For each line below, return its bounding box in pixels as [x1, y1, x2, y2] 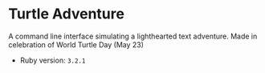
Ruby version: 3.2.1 [19, 55, 86, 65]
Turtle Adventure [8, 5, 124, 23]
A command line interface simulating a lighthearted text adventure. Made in [8, 31, 258, 41]
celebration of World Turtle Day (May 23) [8, 39, 145, 49]
